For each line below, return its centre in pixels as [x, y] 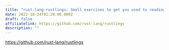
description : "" [22, 28]
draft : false [19, 19]
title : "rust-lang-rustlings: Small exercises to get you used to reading [85, 10]
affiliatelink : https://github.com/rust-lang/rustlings [65, 24]
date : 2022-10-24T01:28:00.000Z [39, 14]
